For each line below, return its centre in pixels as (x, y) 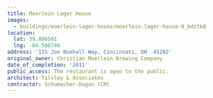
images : (18, 20)
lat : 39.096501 (35, 39)
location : (22, 33)
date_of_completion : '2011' (48, 65)
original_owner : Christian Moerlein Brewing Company (85, 59)
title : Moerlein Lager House (49, 13)
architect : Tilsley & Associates (56, 78)
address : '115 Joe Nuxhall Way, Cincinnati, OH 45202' (90, 52)
